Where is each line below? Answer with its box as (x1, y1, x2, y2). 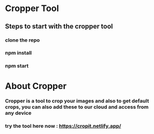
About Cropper (5, 80, 67, 91)
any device (5, 110, 32, 117)
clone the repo (5, 37, 40, 44)
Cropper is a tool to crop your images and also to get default (5, 98, 149, 104)
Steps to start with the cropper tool (5, 22, 113, 30)
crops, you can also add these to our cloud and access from (5, 104, 149, 110)
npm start (5, 62, 29, 69)
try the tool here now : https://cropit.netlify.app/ (5, 123, 121, 130)
